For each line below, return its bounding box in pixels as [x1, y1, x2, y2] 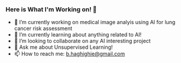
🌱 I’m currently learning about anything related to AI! [14, 31, 142, 38]
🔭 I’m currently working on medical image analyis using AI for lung [14, 19, 176, 26]
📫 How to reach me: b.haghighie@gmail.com [14, 50, 125, 58]
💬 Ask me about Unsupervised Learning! [14, 44, 113, 51]
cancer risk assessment [14, 25, 73, 32]
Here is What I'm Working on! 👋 [5, 5, 97, 14]
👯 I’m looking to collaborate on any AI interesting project [14, 38, 151, 45]
